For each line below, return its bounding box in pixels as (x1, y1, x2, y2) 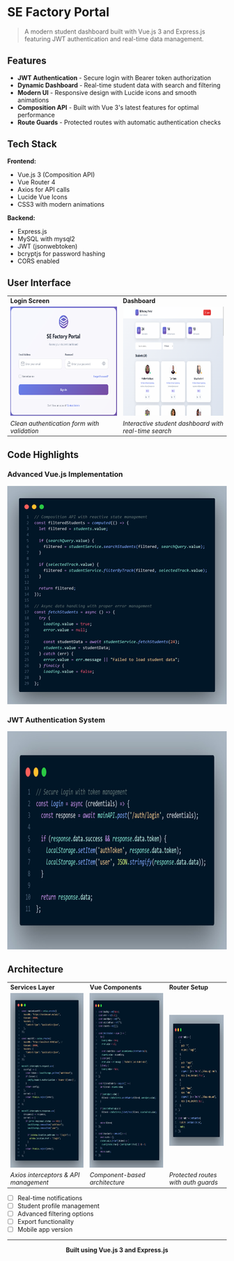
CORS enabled (17, 256, 60, 265)
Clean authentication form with (10, 419, 100, 427)
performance (17, 110, 56, 119)
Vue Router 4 (17, 177, 56, 186)
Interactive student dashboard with (123, 419, 224, 427)
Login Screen (10, 297, 50, 305)
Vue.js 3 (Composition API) (17, 170, 95, 179)
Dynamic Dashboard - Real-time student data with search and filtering (17, 81, 221, 89)
